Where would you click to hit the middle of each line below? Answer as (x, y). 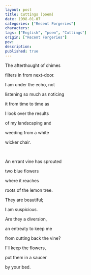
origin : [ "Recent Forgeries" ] (36, 38)
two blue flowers (22, 171)
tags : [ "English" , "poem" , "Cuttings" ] (46, 33)
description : (18, 47)
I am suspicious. (22, 209)
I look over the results (27, 113)
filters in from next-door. (30, 75)
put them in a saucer (26, 257)
